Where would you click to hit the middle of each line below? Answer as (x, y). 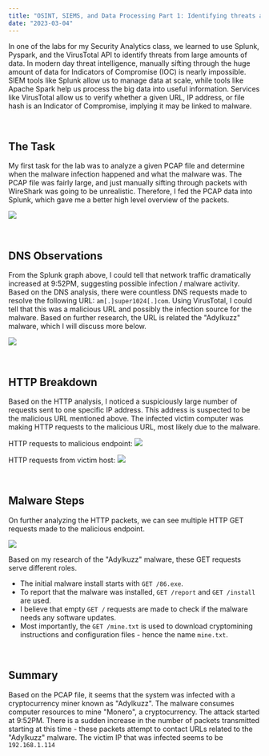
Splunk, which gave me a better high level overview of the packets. (119, 200)
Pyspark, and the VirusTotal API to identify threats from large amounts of (128, 55)
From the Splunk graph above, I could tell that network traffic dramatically (130, 275)
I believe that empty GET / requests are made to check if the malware (134, 609)
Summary (33, 675)
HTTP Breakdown (53, 382)
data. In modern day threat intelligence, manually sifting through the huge (129, 63)
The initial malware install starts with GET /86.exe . (102, 583)
